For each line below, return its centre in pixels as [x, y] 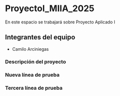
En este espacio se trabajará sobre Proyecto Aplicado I [60, 22]
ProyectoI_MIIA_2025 [50, 9]
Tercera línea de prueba [34, 88]
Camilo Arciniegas [30, 49]
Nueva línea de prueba [32, 75]
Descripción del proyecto [36, 61]
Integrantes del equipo [40, 37]
